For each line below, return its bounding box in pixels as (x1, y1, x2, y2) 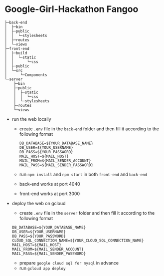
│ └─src (4, 68, 23, 73)
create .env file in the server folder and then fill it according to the (19, 210, 155, 216)
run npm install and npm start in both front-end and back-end (19, 171, 148, 177)
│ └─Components (4, 72, 48, 77)
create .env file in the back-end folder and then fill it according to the (19, 126, 160, 132)
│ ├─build (4, 50, 27, 55)
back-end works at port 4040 (19, 181, 80, 187)
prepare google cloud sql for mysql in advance (19, 260, 119, 266)
